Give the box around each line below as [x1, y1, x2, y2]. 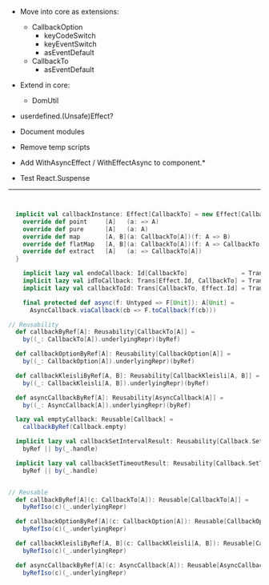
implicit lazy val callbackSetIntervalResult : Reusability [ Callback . [15, 438, 252, 446]
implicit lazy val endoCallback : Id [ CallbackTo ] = [22, 270, 246, 278]
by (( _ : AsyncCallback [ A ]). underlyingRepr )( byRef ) [22, 401, 192, 409]
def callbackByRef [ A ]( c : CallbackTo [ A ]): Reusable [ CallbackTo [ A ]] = [15, 495, 249, 503]
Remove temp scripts [19, 142, 90, 151]
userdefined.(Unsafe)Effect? [19, 111, 114, 121]
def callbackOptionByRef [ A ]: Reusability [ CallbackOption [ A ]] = [15, 350, 231, 359]
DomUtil [31, 96, 59, 105]
